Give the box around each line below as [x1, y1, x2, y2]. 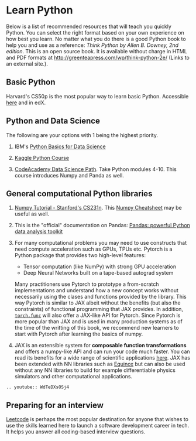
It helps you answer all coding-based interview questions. [6, 428, 146, 435]
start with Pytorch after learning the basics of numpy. [14, 330, 143, 337]
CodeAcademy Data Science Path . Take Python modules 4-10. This [14, 165, 177, 173]
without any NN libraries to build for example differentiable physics [14, 367, 176, 374]
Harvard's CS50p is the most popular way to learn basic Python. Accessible [6, 93, 189, 100]
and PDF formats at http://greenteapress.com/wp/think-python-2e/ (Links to [6, 54, 190, 61]
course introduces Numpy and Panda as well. [14, 172, 124, 179]
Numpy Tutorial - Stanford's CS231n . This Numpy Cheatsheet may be [14, 204, 183, 211]
